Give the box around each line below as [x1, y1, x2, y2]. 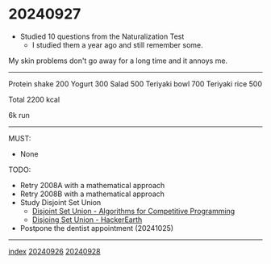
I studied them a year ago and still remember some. [31, 40, 203, 49]
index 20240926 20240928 [8, 246, 101, 256]
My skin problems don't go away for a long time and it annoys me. [8, 56, 228, 65]
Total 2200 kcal [8, 94, 60, 104]
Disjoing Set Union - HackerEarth [31, 215, 143, 224]
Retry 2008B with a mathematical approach [19, 189, 165, 199]
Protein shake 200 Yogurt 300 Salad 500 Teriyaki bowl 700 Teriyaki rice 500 [8, 78, 262, 89]
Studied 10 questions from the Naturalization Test [19, 31, 185, 41]
